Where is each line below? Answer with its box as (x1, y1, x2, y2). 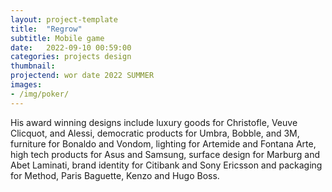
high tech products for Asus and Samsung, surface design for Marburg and (10, 148, 321, 160)
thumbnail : (10, 61, 56, 71)
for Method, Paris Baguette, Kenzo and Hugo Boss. (10, 169, 220, 181)
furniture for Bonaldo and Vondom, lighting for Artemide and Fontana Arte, (10, 137, 317, 150)
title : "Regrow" (10, 24, 83, 34)
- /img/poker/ (10, 89, 70, 99)
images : (10, 80, 43, 90)
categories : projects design (10, 52, 132, 62)
